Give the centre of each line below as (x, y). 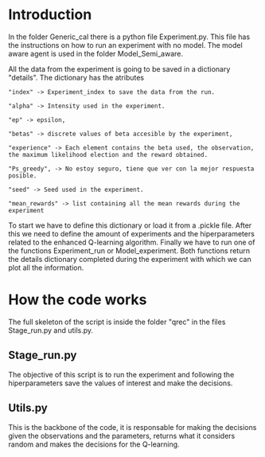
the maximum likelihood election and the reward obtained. (108, 154)
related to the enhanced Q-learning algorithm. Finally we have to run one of (132, 242)
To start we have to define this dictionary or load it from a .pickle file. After (130, 225)
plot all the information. (46, 268)
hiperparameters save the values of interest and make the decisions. (121, 383)
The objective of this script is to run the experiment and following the (121, 374)
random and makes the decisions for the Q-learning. (94, 444)
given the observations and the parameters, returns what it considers (122, 436)
